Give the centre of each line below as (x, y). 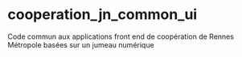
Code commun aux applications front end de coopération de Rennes (121, 36)
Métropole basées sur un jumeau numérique (81, 44)
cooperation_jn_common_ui (103, 15)
